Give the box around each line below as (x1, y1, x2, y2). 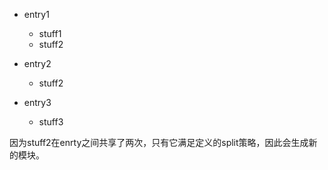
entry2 (23, 58, 52, 69)
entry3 (23, 97, 52, 108)
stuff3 (38, 116, 64, 128)
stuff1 (38, 28, 62, 39)
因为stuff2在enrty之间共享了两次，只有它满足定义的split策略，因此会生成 (9, 137, 309, 148)
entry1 (23, 9, 50, 20)
